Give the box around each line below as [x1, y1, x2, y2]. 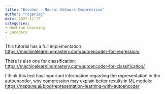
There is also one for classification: [5, 58, 76, 64]
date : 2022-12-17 [5, 16, 41, 21]
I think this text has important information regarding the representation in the [5, 73, 160, 78]
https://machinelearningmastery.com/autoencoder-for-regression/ [5, 48, 140, 54]
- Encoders [5, 30, 28, 35]
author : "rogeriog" [5, 12, 45, 17]
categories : [5, 21, 30, 26]
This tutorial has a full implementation [5, 44, 81, 49]
